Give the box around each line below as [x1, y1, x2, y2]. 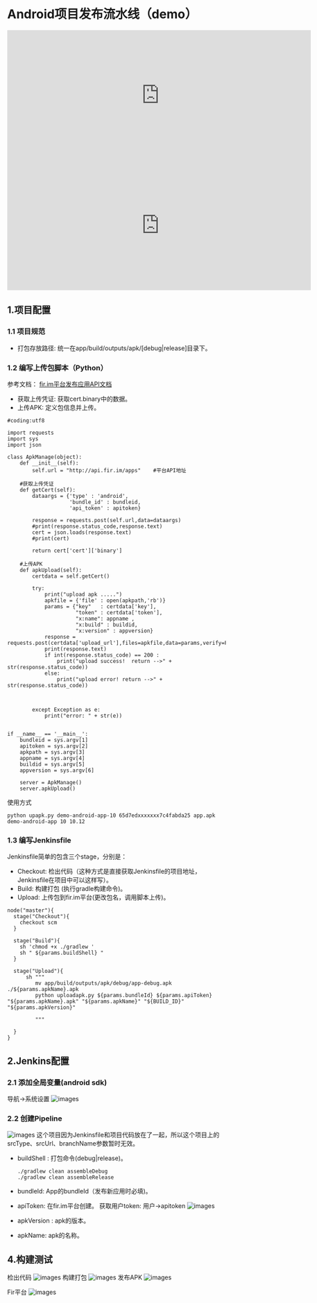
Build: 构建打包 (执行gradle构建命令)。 [17, 885, 127, 893]
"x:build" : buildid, [75, 621, 138, 628]
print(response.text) [44, 646, 108, 653]
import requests [7, 429, 54, 436]
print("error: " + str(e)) [44, 712, 123, 719]
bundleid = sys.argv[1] [19, 736, 89, 743]
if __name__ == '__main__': [7, 730, 89, 737]
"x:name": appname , [75, 615, 135, 622]
